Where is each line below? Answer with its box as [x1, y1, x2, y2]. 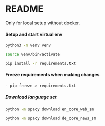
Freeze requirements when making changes [5, 72, 100, 78]
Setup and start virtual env [5, 31, 63, 37]
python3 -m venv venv [5, 43, 51, 48]
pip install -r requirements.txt [5, 61, 76, 66]
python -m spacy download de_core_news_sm [5, 116, 96, 121]
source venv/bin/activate [5, 52, 60, 57]
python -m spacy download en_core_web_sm [5, 107, 94, 112]
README [5, 3, 44, 15]
